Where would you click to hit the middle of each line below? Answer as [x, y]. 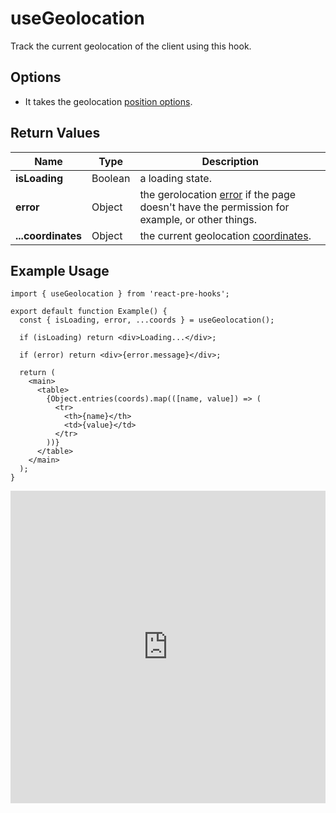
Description [230, 161]
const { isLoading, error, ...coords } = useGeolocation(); [147, 320]
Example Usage [60, 270]
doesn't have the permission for [214, 207]
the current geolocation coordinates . [225, 235]
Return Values [55, 133]
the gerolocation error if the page [218, 194]
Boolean [111, 178]
